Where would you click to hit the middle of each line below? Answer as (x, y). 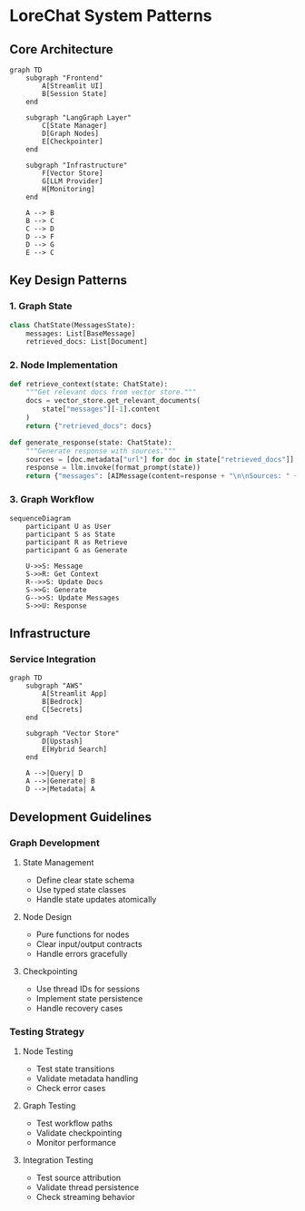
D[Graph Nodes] (71, 133)
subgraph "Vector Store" (73, 734)
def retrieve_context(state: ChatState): (89, 384)
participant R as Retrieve (77, 542)
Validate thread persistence (87, 1187)
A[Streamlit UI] (73, 86)
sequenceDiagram (40, 518)
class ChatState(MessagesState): (73, 325)
